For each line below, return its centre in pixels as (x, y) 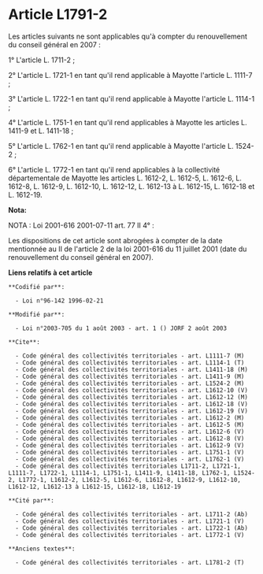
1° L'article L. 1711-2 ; (42, 60)
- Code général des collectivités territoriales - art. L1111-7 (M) (130, 356)
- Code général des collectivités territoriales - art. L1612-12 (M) (131, 397)
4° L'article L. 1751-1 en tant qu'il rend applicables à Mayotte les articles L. (128, 122)
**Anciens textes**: (42, 549)
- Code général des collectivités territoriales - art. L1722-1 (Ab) (131, 528)
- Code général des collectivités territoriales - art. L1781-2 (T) (130, 562)
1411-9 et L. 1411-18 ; (41, 131)
